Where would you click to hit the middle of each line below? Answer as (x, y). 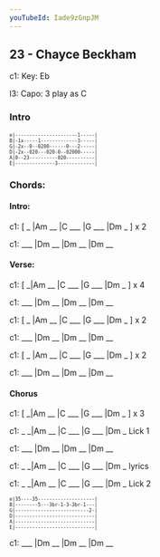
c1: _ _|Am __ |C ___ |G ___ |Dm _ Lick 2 (80, 484)
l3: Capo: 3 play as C (48, 94)
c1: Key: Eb (29, 76)
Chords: (28, 185)
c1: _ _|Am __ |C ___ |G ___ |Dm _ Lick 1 (80, 431)
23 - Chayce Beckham (73, 55)
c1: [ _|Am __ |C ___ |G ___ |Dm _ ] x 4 (77, 285)
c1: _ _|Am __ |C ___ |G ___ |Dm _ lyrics (79, 466)
